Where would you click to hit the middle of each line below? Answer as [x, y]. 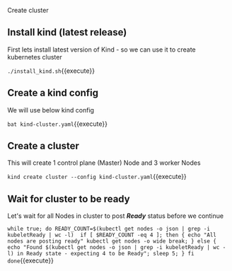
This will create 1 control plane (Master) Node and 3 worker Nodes [104, 163]
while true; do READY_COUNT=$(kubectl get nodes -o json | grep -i [109, 229]
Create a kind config [53, 93]
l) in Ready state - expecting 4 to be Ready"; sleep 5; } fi [101, 254]
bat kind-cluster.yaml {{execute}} [58, 124]
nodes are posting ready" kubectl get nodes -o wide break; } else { [112, 241]
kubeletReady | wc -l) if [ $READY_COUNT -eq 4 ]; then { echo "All [112, 235]
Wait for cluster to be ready [69, 198]
